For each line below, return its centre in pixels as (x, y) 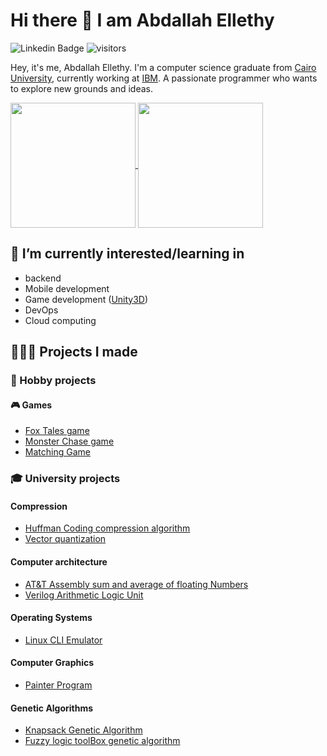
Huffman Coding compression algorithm (107, 528)
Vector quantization (65, 539)
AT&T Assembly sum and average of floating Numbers (136, 584)
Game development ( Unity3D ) (86, 299)
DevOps (41, 310)
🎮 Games (31, 405)
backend (43, 278)
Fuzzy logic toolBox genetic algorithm (102, 741)
